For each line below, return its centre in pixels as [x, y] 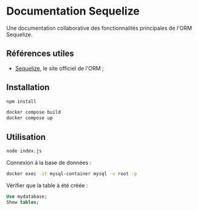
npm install [21, 102]
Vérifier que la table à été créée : [47, 185]
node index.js [24, 151]
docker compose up [29, 118]
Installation [28, 87]
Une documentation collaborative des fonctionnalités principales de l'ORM [99, 28]
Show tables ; [23, 202]
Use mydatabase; [27, 196]
